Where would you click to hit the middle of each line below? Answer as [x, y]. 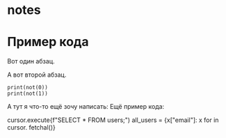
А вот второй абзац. [37, 75]
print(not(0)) [28, 88]
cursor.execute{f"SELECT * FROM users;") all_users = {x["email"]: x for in [113, 120]
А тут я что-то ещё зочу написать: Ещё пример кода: [86, 107]
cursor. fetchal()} [31, 128]
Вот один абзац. [31, 61]
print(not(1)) [28, 94]
